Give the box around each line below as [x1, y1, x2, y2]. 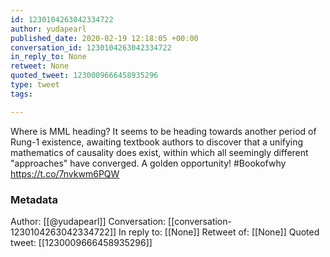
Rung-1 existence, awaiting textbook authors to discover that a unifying [10, 136, 304, 148]
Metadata [10, 192, 58, 206]
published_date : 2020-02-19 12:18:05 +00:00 [10, 33, 199, 43]
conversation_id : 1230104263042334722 [10, 42, 172, 53]
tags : [10, 89, 33, 99]
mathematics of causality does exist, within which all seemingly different [10, 146, 309, 158]
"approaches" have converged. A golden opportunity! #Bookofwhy [10, 157, 287, 169]
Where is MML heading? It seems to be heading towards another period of [10, 125, 317, 137]
